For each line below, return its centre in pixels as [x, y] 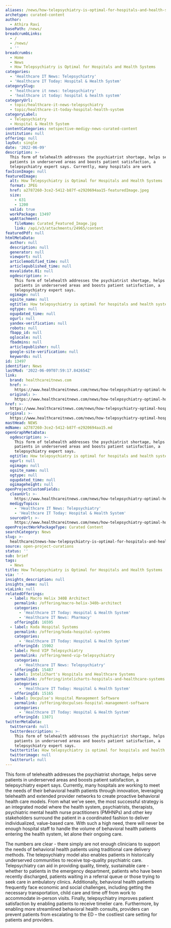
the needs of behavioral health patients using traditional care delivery [78, 849]
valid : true [23, 209]
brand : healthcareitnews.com [41, 380]
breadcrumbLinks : [24, 34]
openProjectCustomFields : [33, 490]
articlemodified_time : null [40, 262]
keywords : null [26, 356]
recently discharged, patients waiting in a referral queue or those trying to [83, 876]
